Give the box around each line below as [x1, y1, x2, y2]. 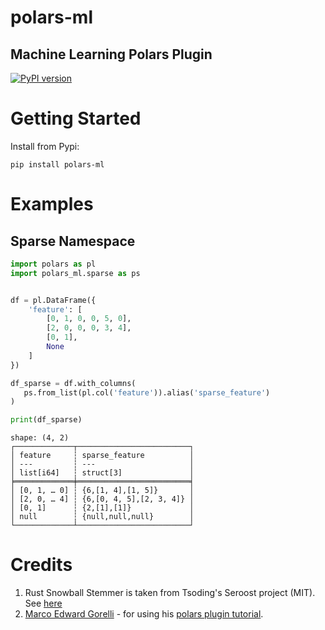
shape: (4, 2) [10, 433, 70, 443]
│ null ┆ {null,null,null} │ [10, 512, 195, 522]
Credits [10, 554, 73, 576]
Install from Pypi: [10, 140, 80, 152]
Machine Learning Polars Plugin [10, 46, 213, 63]
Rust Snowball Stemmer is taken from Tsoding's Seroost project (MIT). [24, 587, 316, 599]
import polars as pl [10, 259, 97, 269]
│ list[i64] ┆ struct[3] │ [10, 468, 195, 478]
